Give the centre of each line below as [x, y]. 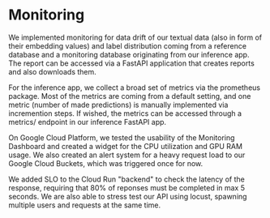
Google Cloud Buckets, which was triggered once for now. [106, 163]
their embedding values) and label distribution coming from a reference [128, 45]
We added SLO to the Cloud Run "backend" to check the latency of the [126, 179]
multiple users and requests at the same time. [84, 205]
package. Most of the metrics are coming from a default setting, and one [130, 96]
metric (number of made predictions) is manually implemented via [118, 105]
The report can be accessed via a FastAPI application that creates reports [132, 63]
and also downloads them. [53, 71]
